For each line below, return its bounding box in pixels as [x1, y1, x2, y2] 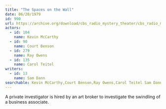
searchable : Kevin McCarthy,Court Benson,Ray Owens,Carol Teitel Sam [5, 80, 152, 85]
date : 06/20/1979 [5, 12, 41, 17]
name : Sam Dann [14, 76, 45, 81]
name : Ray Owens [14, 53, 48, 58]
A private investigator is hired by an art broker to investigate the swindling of [5, 94, 161, 100]
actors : [5, 26, 21, 30]
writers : [5, 67, 23, 72]
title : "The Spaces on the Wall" [5, 7, 74, 12]
